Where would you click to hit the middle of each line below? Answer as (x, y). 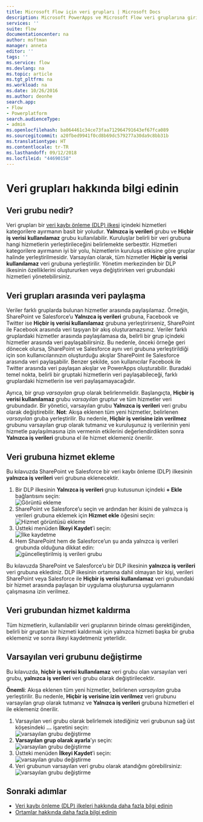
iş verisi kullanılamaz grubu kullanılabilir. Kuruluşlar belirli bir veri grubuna (99, 238)
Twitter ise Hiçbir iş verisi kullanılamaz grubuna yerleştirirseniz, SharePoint (101, 323)
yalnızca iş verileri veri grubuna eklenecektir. (63, 478)
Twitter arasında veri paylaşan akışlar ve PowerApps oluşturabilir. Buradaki (99, 368)
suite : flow (21, 29)
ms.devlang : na (25, 68)
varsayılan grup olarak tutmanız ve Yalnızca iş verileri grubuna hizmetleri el (100, 703)
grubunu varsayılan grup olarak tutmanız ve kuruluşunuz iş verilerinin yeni (98, 425)
